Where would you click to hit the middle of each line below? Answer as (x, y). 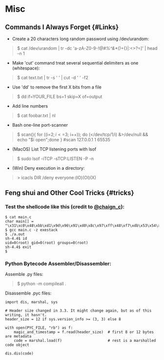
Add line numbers (30, 106)
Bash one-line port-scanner (40, 125)
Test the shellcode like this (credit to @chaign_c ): (65, 207)
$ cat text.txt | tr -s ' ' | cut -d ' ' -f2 (53, 78)
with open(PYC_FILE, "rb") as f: (39, 328)
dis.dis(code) (20, 353)
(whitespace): (26, 68)
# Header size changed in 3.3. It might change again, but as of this (78, 311)
